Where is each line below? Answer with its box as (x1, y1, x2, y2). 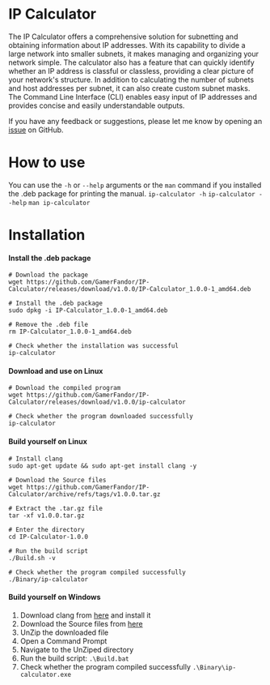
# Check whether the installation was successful (8, 342, 179, 350)
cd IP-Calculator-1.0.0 (8, 533, 89, 541)
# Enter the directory (8, 525, 85, 533)
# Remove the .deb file (8, 321, 89, 329)
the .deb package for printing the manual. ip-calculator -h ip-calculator (8, 188, 256, 199)
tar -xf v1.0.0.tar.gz (8, 512, 85, 520)
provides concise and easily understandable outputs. (8, 101, 185, 110)
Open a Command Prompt (19, 636, 108, 645)
